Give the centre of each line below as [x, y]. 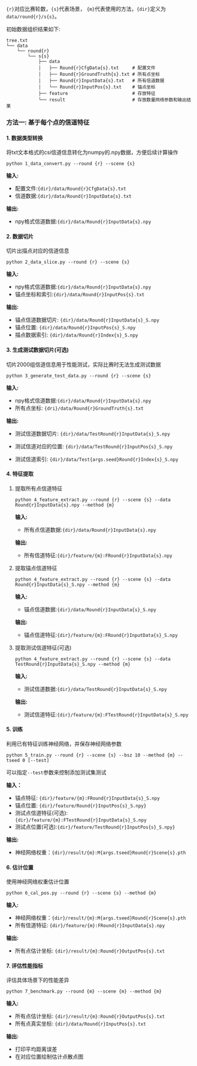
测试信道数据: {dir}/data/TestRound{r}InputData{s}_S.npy [96, 689]
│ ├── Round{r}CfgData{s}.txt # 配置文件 [97, 68]
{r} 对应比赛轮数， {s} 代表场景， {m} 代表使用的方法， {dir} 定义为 [86, 9]
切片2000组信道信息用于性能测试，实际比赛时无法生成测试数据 [84, 364]
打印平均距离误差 [36, 1049]
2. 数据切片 [20, 236]
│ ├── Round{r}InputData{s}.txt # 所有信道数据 [101, 81]
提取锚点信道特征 [36, 568]
